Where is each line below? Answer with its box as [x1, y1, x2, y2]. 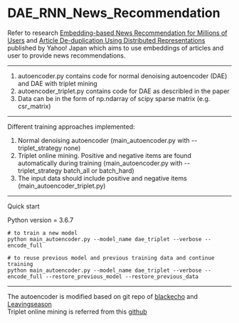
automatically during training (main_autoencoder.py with [17, 159, 183, 167]
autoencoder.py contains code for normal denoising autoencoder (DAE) [17, 71, 228, 80]
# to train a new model [7, 229, 78, 236]
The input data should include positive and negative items [17, 174, 187, 182]
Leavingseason [7, 300, 52, 308]
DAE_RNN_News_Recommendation [7, 5, 221, 21]
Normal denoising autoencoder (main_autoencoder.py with [17, 136, 190, 144]
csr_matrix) [17, 102, 51, 110]
